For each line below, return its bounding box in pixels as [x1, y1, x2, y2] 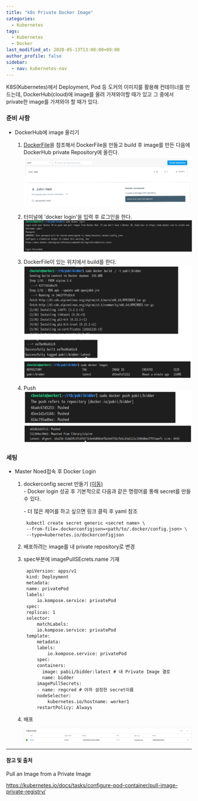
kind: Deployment [26, 574, 69, 580]
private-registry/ [6, 788, 46, 795]
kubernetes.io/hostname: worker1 [47, 699, 130, 705]
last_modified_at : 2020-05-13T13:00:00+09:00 [6, 47, 120, 53]
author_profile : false [6, 53, 62, 59]
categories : [6, 15, 35, 22]
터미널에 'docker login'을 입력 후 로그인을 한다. [23, 213, 133, 220]
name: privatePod [26, 586, 69, 592]
